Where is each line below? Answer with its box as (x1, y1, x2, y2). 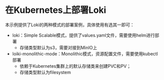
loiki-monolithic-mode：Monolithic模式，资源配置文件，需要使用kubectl (12, 50, 159, 57)
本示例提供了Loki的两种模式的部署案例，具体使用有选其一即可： (5, 22, 134, 28)
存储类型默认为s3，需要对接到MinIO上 (19, 44, 98, 50)
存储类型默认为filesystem (19, 69, 71, 75)
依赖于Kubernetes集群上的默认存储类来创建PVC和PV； (19, 63, 131, 69)
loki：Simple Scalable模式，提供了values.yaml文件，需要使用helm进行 (12, 32, 155, 38)
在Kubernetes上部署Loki (5, 4, 106, 16)
